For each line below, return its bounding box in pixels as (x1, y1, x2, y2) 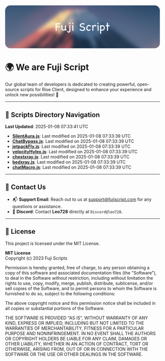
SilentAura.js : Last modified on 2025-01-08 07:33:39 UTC (12, 133, 131, 139)
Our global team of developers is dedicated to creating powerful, (5, 81, 136, 87)
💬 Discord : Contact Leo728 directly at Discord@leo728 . (12, 209, 123, 215)
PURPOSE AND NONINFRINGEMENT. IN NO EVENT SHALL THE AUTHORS (5, 330, 156, 336)
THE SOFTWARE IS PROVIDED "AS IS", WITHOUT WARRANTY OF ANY (5, 314, 148, 321)
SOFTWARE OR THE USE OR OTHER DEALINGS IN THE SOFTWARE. (5, 351, 143, 357)
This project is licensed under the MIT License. (5, 241, 100, 246)
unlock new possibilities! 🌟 (5, 92, 59, 98)
